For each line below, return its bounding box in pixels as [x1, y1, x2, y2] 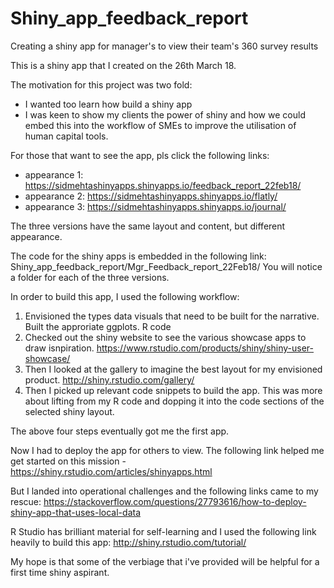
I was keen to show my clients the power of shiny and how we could [24, 108, 306, 121]
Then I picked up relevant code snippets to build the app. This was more [24, 384, 323, 396]
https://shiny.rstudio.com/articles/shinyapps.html [10, 465, 213, 477]
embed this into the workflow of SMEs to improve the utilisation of [24, 119, 297, 131]
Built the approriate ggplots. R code [24, 320, 172, 332]
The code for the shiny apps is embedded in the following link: [10, 250, 267, 262]
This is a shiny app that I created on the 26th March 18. [10, 59, 237, 71]
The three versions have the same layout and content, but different [10, 220, 286, 232]
